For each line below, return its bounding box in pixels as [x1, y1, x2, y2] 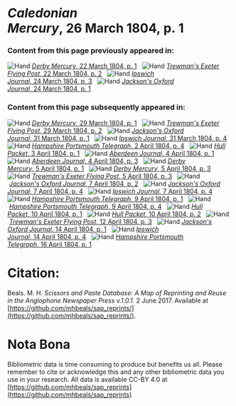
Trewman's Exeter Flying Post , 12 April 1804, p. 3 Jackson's [9, 217, 212, 225]
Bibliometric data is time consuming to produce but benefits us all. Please [7, 360, 222, 368]
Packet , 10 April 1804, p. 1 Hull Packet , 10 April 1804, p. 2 [7, 209, 201, 218]
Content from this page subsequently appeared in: [7, 102, 186, 112]
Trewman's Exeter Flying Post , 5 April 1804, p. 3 [31, 171, 173, 180]
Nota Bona [7, 336, 71, 352]
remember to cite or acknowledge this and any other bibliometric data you [7, 367, 225, 376]
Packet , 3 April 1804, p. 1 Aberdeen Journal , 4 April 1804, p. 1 [7, 148, 215, 158]
